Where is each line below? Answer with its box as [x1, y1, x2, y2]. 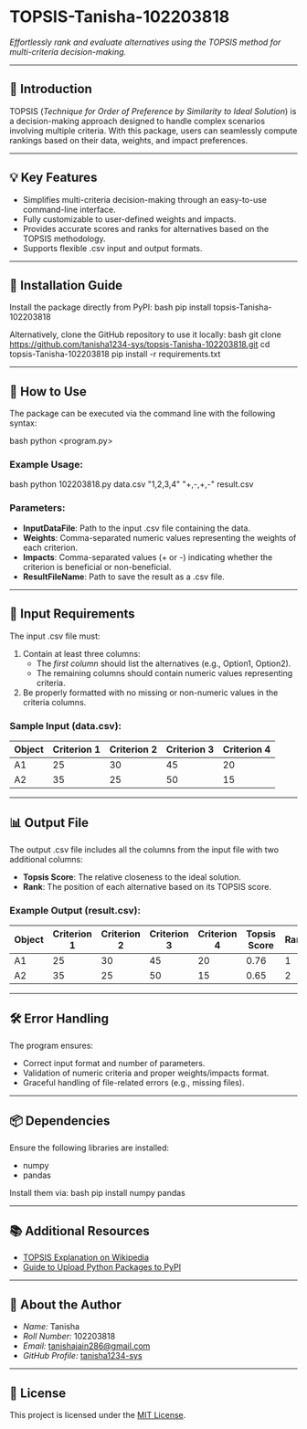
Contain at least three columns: [22, 648, 141, 659]
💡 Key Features [9, 170, 98, 185]
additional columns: [9, 853, 84, 864]
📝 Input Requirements [9, 606, 135, 622]
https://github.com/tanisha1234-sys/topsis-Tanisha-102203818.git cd [9, 339, 270, 350]
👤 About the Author [9, 1297, 122, 1312]
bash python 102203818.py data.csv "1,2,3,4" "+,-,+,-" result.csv [9, 479, 254, 490]
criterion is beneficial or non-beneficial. [22, 561, 172, 572]
